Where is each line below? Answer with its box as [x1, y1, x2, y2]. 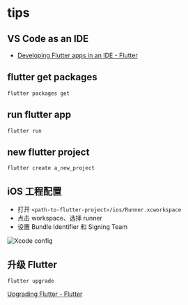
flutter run [7, 127, 42, 134]
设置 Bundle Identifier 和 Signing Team [17, 223, 127, 231]
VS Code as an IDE [7, 33, 89, 45]
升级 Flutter [7, 258, 58, 270]
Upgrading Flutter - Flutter [7, 290, 83, 298]
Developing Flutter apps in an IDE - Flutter [17, 51, 138, 59]
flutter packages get [7, 89, 70, 97]
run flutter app [7, 109, 72, 121]
